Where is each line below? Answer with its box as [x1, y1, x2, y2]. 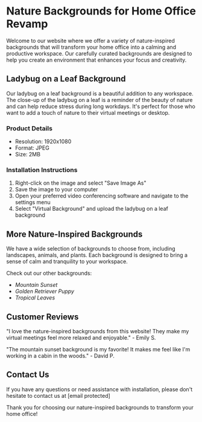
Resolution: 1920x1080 [14, 138, 72, 145]
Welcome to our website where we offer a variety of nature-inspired [6, 37, 175, 44]
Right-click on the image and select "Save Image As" [14, 179, 147, 187]
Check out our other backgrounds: [6, 270, 92, 277]
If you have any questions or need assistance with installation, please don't [6, 385, 193, 393]
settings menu [14, 199, 51, 206]
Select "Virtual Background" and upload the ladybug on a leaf [14, 205, 169, 213]
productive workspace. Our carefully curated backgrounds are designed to [6, 50, 192, 57]
